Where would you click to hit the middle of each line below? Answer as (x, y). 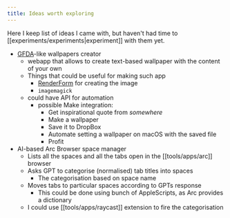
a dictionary (55, 199)
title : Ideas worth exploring (51, 13)
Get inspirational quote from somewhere (105, 112)
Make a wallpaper (73, 119)
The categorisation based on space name (97, 178)
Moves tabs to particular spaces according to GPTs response (114, 185)
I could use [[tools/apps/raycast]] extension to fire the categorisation (125, 207)
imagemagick (55, 91)
